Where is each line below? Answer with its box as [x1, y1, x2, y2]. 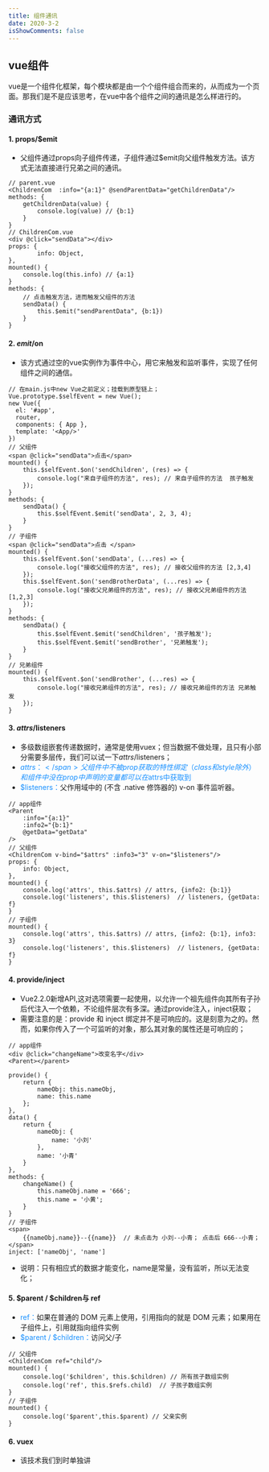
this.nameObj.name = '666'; [37, 1187, 131, 1195]
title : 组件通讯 [8, 11, 58, 20]
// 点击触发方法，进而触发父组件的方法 [22, 293, 136, 302]
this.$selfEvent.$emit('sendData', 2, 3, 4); [37, 509, 193, 518]
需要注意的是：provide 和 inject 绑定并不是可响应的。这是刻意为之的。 [19, 1014, 253, 1023]
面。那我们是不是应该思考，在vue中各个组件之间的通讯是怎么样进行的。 [8, 92, 247, 101]
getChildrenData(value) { [22, 201, 110, 209]
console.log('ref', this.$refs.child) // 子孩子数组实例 [22, 1382, 213, 1390]
